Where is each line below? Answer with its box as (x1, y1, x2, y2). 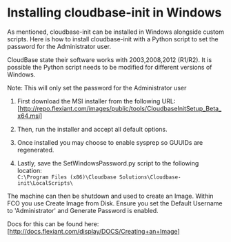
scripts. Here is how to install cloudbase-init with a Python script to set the (7, 34, 219, 43)
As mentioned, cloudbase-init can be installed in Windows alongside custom (7, 28, 224, 36)
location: (17, 166, 43, 174)
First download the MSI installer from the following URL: (17, 97, 176, 105)
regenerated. (17, 145, 54, 154)
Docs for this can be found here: (7, 219, 99, 228)
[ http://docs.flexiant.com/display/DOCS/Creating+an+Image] (7, 227, 181, 235)
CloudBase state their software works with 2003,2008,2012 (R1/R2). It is (7, 55, 212, 63)
